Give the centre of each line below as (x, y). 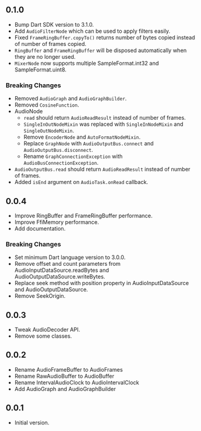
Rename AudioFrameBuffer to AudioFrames (69, 369)
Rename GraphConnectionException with (73, 156)
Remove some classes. (43, 336)
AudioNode (28, 111)
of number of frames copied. (50, 44)
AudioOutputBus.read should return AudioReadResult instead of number (102, 169)
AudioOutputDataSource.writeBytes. (60, 277)
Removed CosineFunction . (47, 105)
